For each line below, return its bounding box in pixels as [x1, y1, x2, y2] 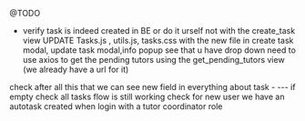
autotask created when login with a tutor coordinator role [9, 101, 223, 112]
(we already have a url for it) [22, 64, 129, 75]
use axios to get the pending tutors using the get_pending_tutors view [22, 55, 285, 65]
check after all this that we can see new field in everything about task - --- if [9, 82, 296, 92]
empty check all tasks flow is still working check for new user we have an [9, 91, 285, 102]
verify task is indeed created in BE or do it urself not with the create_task [22, 25, 296, 35]
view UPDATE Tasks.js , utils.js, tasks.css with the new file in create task [22, 35, 294, 45]
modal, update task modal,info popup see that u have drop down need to [22, 45, 296, 55]
